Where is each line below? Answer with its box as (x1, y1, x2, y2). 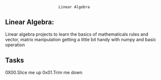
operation (5, 42, 25, 48)
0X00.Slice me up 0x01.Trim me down (5, 69, 83, 75)
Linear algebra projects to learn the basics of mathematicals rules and (5, 31, 149, 37)
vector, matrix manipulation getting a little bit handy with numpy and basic (5, 36, 157, 42)
